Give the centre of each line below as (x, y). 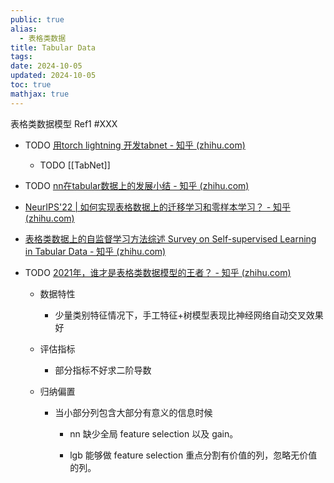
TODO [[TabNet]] (75, 165)
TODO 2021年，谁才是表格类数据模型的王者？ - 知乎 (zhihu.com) (158, 272)
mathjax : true (40, 94)
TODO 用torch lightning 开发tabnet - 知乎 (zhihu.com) (135, 145)
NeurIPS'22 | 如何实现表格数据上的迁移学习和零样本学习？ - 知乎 (158, 207)
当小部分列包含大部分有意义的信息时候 (133, 412)
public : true (37, 19)
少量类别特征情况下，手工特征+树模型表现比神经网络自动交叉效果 (189, 315)
